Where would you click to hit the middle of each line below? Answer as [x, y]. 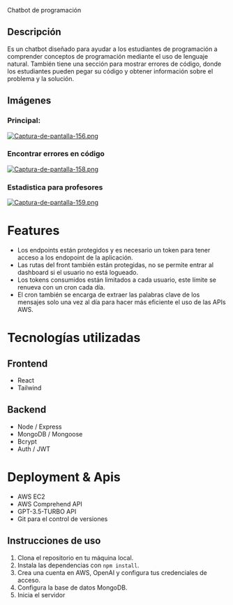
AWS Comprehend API [50, 504]
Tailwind [29, 388]
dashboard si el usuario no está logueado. [77, 273]
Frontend [28, 363]
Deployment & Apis [64, 477]
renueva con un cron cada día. [61, 287]
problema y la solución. [41, 78]
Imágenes [29, 101]
